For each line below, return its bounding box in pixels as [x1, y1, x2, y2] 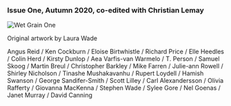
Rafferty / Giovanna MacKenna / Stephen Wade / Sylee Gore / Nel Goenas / [7, 84, 221, 92]
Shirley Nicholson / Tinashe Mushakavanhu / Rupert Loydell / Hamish [7, 69, 204, 77]
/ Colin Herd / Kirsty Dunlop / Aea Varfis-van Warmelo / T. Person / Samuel [7, 55, 220, 63]
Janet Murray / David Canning [7, 91, 93, 99]
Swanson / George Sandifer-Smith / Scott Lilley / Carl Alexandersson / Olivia [7, 77, 224, 85]
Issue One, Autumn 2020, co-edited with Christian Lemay [7, 5, 205, 15]
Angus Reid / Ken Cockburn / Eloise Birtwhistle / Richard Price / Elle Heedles [7, 47, 224, 56]
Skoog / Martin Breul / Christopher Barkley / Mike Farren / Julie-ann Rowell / [7, 62, 224, 70]
